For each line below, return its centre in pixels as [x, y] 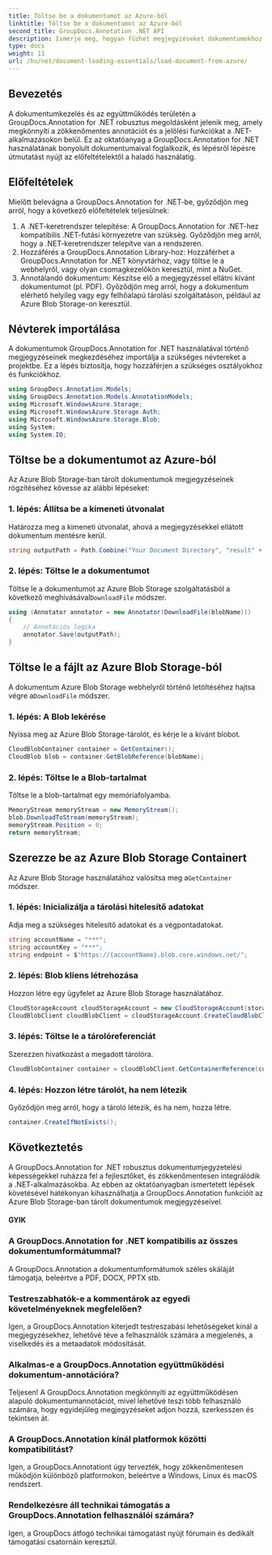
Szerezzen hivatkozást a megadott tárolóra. [81, 1054]
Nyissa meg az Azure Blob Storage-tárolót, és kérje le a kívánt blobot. [125, 734]
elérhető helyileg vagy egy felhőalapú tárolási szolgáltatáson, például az [140, 295]
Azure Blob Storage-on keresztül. [76, 303]
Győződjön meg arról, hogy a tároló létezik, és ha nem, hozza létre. [120, 1107]
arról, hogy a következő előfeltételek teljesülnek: [89, 210]
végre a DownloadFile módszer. [59, 695]
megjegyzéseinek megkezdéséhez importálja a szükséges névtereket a [127, 357]
